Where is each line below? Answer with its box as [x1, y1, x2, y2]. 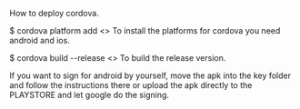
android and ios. [9, 35, 70, 45]
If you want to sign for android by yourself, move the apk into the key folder [9, 70, 292, 81]
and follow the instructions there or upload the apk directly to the [9, 80, 253, 90]
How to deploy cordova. [9, 8, 100, 18]
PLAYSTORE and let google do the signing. [9, 90, 170, 100]
